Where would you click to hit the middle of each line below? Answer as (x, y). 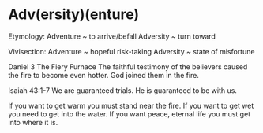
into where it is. (33, 122)
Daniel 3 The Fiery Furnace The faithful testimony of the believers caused (128, 66)
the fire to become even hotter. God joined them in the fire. (104, 75)
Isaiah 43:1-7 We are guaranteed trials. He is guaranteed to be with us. (122, 90)
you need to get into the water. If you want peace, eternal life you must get (130, 114)
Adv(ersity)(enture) (74, 15)
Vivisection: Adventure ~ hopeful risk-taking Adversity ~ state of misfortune (131, 51)
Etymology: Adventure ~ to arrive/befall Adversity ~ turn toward (112, 36)
